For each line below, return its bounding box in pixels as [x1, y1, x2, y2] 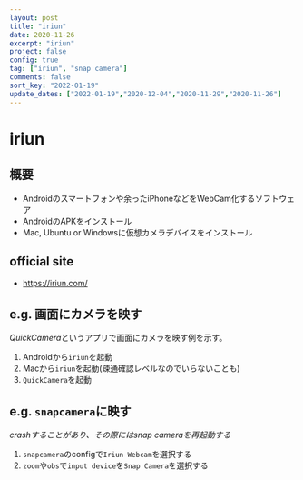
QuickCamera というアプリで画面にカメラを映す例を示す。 [9, 333, 228, 344]
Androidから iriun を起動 [22, 352, 113, 363]
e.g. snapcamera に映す [9, 404, 132, 419]
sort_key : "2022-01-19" [9, 81, 100, 90]
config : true [9, 55, 59, 65]
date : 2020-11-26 [9, 30, 75, 39]
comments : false [9, 73, 71, 82]
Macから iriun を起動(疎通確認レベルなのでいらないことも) [22, 363, 240, 374]
